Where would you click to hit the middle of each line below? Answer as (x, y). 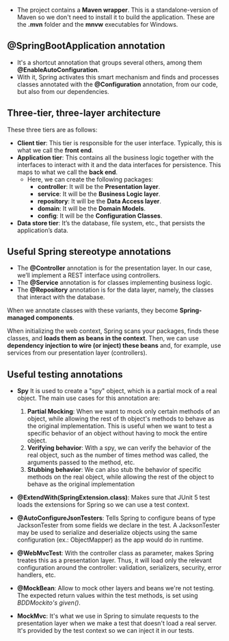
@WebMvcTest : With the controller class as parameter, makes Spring (115, 553)
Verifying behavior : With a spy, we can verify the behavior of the (119, 448)
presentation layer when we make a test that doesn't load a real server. (117, 623)
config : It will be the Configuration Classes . (100, 216)
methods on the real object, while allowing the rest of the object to (120, 477)
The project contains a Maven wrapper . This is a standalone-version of (118, 10)
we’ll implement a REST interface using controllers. (89, 275)
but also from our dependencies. (63, 91)
